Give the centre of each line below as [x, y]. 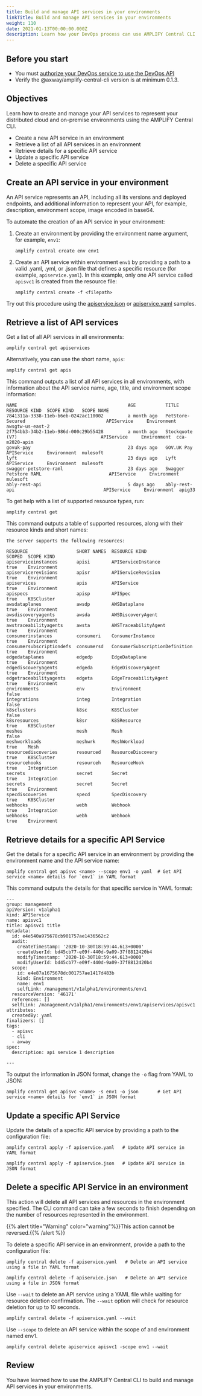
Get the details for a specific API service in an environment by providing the [100, 854]
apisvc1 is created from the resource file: [66, 281]
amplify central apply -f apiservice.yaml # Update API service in [96, 1148]
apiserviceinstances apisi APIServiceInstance [84, 562]
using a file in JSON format [43, 1283]
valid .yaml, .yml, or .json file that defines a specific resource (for [96, 268]
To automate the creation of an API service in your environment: [86, 222]
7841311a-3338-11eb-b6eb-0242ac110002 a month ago [82, 416]
